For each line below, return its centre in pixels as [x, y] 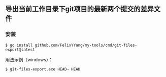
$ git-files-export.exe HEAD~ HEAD [43, 69]
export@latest [20, 50]
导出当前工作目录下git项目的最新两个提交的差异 [79, 9]
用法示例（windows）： [29, 59]
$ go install [19, 45]
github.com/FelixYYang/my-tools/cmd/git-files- [86, 45]
